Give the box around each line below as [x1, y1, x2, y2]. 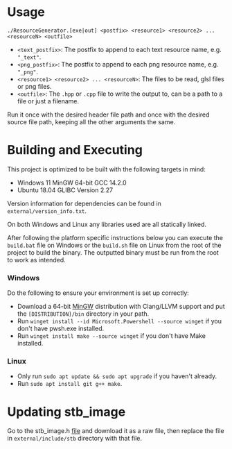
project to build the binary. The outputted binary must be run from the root [7, 248, 220, 257]
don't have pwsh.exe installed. [17, 324, 105, 333]
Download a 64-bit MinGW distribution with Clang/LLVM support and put [17, 303, 225, 311]
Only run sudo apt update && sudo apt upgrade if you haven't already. [17, 372, 217, 380]
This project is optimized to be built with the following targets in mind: [7, 164, 206, 173]
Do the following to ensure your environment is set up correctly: [7, 289, 189, 297]
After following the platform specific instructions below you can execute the [7, 233, 224, 242]
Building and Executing [7, 142, 143, 158]
